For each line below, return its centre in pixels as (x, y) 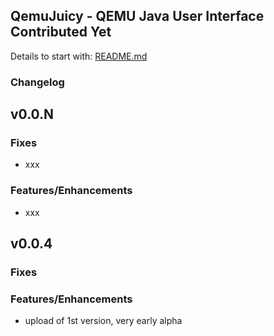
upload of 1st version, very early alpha (103, 321)
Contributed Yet (61, 32)
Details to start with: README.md (79, 56)
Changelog (37, 82)
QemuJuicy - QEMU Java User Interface (137, 16)
